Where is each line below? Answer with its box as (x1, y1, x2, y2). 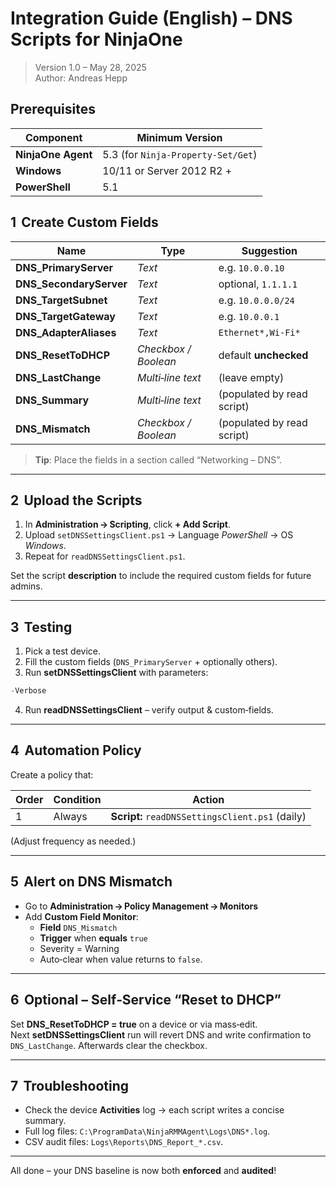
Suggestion (241, 243, 298, 257)
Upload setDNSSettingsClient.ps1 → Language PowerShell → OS (24, 529, 294, 541)
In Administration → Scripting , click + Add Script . (24, 518, 231, 531)
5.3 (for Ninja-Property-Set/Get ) (102, 147, 258, 161)
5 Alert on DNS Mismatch (10, 873, 173, 891)
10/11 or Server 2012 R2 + (102, 163, 233, 177)
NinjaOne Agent (15, 147, 93, 161)
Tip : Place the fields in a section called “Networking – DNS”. (34, 453, 282, 466)
